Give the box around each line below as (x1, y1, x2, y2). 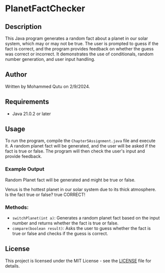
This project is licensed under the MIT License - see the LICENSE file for (5, 258, 151, 264)
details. (5, 263, 20, 269)
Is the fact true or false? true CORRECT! (5, 192, 85, 198)
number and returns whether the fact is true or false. (12, 220, 119, 226)
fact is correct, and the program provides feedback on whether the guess (5, 46, 154, 51)
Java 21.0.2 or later (12, 111, 51, 117)
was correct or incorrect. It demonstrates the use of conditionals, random (5, 51, 154, 57)
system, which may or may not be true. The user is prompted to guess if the (5, 41, 159, 47)
